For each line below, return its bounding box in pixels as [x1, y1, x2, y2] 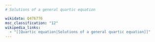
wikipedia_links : [5, 25, 41, 30]
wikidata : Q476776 [5, 16, 43, 21]
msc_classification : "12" [5, 21, 58, 25]
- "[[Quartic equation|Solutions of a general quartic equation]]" [9, 30, 151, 35]
